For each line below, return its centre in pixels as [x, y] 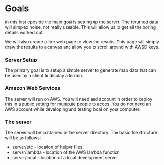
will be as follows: [23, 138]
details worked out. [24, 32]
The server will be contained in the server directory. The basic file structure [81, 132]
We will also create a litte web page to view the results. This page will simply [82, 41]
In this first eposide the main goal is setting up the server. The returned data [82, 22]
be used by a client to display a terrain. [44, 76]
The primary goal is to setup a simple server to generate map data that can [81, 70]
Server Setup [21, 60]
